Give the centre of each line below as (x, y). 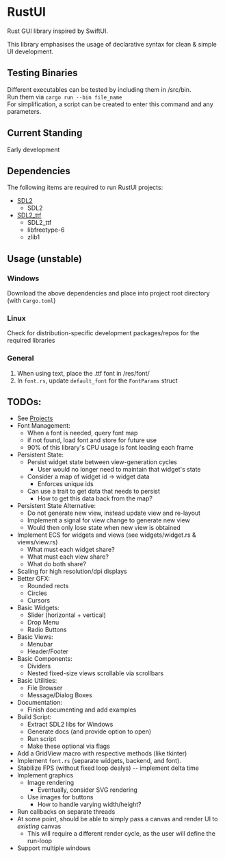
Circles (37, 593)
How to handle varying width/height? (89, 804)
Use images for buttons (60, 797)
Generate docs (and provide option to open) (89, 731)
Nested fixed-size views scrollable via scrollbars (95, 673)
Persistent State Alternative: (56, 506)
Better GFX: (33, 579)
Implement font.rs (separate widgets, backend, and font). (99, 761)
